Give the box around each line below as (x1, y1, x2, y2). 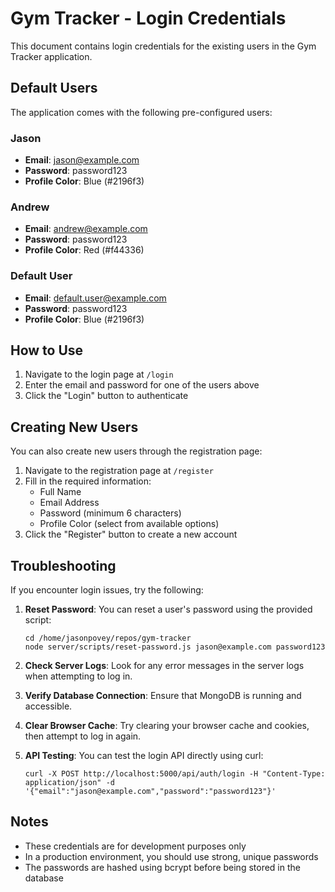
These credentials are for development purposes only (24, 840, 247, 852)
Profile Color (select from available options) (39, 518, 220, 530)
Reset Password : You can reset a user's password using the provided (24, 603, 313, 616)
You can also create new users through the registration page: (10, 445, 263, 457)
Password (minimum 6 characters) (39, 507, 182, 519)
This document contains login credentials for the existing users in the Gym (10, 40, 317, 52)
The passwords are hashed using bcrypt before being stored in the (24, 861, 301, 873)
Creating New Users (10, 418, 139, 436)
